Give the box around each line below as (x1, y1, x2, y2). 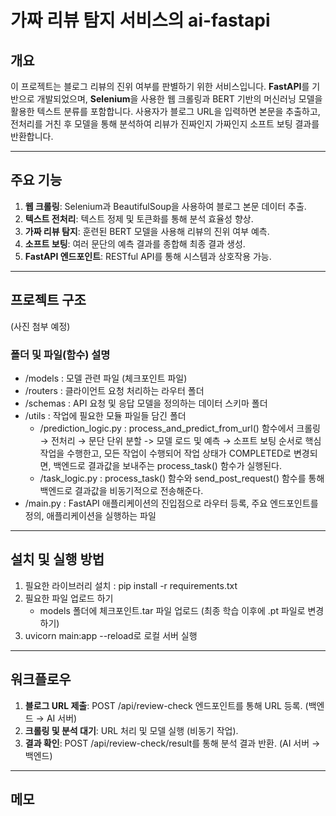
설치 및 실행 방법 (10, 551, 105, 568)
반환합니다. (10, 131, 54, 142)
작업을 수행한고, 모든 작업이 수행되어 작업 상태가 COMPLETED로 (39, 447, 292, 459)
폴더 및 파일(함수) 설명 (10, 347, 111, 361)
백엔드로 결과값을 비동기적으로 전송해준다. (39, 484, 204, 496)
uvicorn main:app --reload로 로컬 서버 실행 (24, 629, 198, 641)
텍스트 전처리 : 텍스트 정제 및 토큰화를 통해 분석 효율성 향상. (24, 212, 254, 225)
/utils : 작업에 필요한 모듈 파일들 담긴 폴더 (24, 409, 187, 421)
